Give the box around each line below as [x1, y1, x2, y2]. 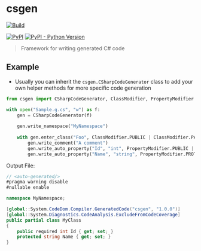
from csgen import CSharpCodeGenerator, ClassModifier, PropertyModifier [6, 96, 194, 102]
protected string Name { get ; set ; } [17, 234, 111, 240]
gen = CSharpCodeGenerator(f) [17, 112, 93, 118]
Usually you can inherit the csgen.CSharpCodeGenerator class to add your [14, 78, 193, 85]
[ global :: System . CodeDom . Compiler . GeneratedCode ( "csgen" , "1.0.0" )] [6, 206, 181, 212]
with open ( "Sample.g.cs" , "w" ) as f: [6, 106, 100, 112]
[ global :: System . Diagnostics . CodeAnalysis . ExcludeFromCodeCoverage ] [6, 212, 181, 218]
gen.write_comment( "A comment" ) [28, 140, 109, 146]
